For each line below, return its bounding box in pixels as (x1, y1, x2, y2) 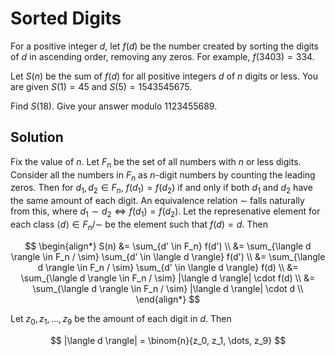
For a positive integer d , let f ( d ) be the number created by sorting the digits (10, 40, 319, 52)
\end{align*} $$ (135, 293, 201, 305)
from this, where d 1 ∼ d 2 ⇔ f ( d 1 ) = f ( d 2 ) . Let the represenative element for (10, 205, 321, 219)
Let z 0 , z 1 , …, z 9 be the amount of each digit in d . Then (10, 312, 232, 327)
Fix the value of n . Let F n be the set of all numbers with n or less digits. (10, 155, 302, 170)
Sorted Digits (10, 7, 122, 30)
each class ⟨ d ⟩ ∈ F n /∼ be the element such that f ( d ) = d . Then (10, 218, 268, 232)
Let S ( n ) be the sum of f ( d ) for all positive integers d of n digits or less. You (10, 70, 318, 82)
